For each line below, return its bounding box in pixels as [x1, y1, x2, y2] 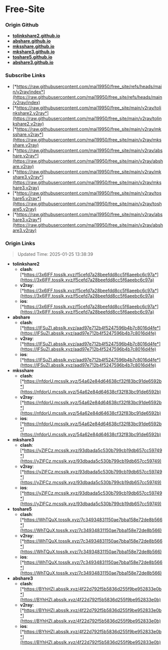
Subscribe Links [5, 72, 46, 79]
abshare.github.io [12, 38, 51, 44]
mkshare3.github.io [12, 49, 55, 55]
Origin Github [5, 22, 39, 29]
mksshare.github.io [12, 44, 55, 50]
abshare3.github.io [12, 59, 54, 66]
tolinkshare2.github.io [12, 33, 60, 39]
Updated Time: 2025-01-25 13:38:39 [17, 251, 94, 257]
